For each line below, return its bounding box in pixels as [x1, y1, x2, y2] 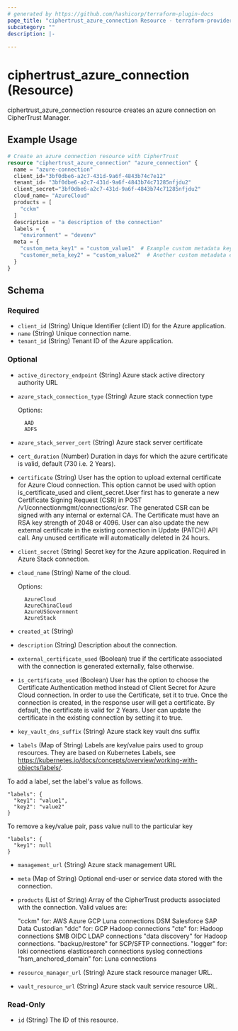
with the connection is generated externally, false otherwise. [17, 662, 195, 670]
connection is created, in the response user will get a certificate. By [17, 698, 215, 706]
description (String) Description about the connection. [17, 640, 178, 649]
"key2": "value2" [13, 803, 65, 810]
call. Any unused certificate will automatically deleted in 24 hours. [17, 533, 210, 542]
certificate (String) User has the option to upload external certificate [17, 473, 222, 481]
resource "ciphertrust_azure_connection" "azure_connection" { [7, 159, 198, 167]
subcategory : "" [7, 23, 55, 30]
